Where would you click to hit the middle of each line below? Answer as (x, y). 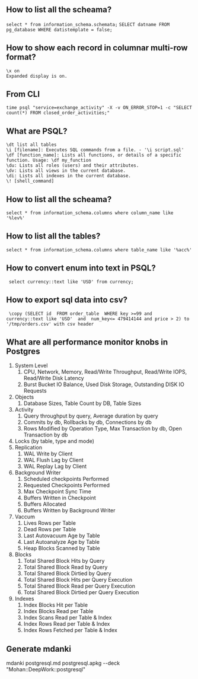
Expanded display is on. (37, 76)
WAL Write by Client (48, 454)
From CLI (23, 94)
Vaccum (25, 517)
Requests (35, 391)
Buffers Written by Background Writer (69, 511)
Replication (28, 448)
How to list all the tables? (53, 236)
